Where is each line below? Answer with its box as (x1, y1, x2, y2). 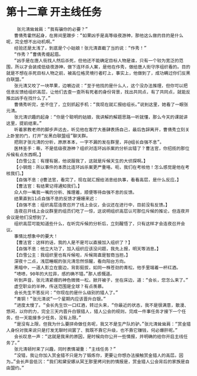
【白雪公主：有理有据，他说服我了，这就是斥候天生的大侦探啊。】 (14, 158, 149, 164)
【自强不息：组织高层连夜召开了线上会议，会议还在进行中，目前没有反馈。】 (14, 202, 170, 208)
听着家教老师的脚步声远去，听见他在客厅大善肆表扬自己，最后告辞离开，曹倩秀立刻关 (14, 126, 190, 133)
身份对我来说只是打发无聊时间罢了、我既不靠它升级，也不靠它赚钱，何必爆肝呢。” (10, 327, 178, 334)
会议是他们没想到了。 (6, 214, 50, 220)
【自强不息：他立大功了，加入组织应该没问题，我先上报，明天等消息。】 (14, 246, 161, 251)
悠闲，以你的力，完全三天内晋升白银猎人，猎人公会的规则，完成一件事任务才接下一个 (6, 308, 182, 315)
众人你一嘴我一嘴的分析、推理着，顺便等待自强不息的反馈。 (14, 189, 137, 195)
